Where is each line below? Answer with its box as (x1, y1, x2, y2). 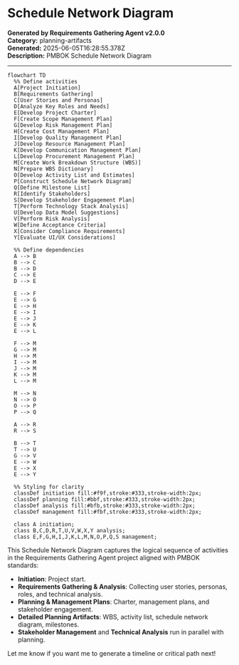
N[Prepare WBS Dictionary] (14, 165, 94, 172)
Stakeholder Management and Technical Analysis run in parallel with (17, 627, 224, 636)
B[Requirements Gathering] (14, 91, 94, 98)
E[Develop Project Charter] (14, 109, 97, 116)
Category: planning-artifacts (7, 36, 92, 44)
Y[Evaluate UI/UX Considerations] (14, 234, 116, 241)
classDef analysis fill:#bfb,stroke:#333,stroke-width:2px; (14, 502, 196, 509)
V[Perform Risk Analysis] (14, 215, 91, 222)
